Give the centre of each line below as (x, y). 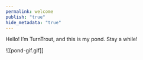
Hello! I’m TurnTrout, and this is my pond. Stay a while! (71, 39)
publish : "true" (25, 17)
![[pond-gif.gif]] (25, 51)
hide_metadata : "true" (33, 22)
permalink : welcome (30, 11)
